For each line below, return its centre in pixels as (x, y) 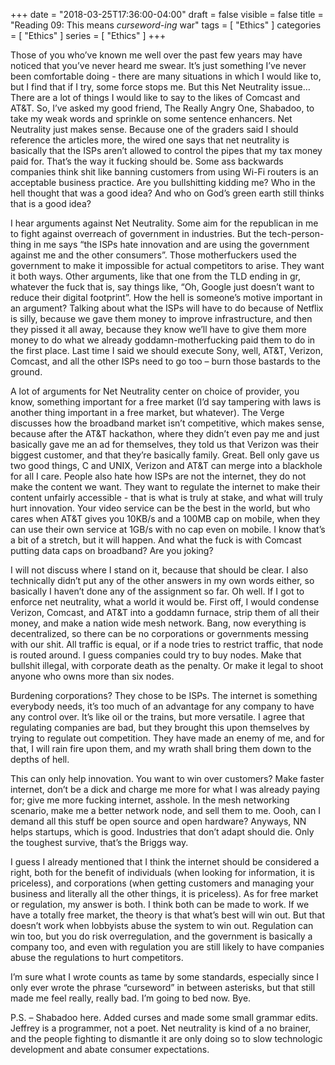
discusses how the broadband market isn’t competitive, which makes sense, (167, 423)
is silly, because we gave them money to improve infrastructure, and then (161, 318)
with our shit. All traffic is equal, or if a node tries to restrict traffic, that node (167, 644)
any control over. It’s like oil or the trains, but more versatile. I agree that (157, 717)
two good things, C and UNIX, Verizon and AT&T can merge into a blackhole (166, 465)
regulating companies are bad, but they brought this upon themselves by (160, 727)
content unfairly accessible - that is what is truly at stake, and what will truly (166, 497)
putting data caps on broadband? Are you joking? (112, 550)
